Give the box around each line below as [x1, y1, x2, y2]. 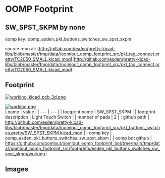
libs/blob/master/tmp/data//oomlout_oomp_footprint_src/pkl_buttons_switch [5, 124, 160, 130]
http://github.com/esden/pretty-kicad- [5, 119, 84, 125]
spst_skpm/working [5, 150, 46, 156]
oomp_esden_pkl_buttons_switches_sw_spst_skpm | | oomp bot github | [5, 135, 152, 141]
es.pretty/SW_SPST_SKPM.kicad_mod [5, 130, 83, 136]
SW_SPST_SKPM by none [5, 23, 86, 32]
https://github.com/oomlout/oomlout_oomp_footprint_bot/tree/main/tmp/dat [5, 140, 160, 146]
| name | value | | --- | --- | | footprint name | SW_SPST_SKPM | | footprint [5, 108, 156, 114]
